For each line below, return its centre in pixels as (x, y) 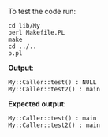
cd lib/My (24, 26)
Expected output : (37, 104)
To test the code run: (42, 11)
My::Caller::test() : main (52, 118)
